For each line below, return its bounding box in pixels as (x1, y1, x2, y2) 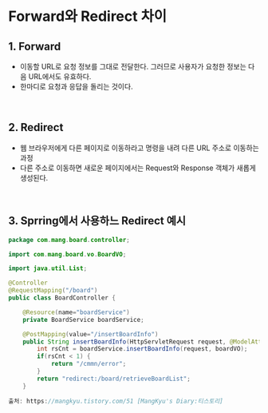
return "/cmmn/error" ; (50, 360, 127, 368)
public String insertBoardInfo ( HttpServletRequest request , (22, 337, 227, 346)
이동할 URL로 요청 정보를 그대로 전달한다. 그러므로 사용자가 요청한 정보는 (19, 62, 247, 71)
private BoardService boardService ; (22, 316, 145, 324)
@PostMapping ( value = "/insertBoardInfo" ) (22, 330, 159, 338)
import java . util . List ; (8, 264, 88, 272)
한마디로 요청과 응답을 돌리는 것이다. (19, 81, 133, 91)
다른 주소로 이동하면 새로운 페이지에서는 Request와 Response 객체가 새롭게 (19, 163, 257, 173)
